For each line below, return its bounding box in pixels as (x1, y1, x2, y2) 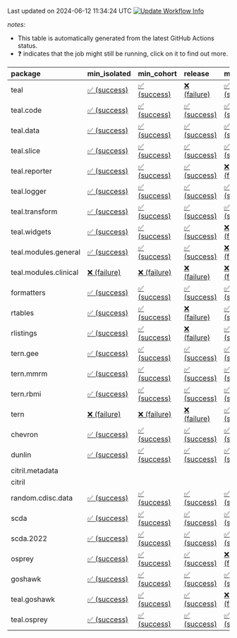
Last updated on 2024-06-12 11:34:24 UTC (7, 7, 132, 15)
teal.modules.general (11, 247, 81, 257)
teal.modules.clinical (11, 268, 79, 277)
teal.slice (11, 146, 41, 155)
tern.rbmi (11, 389, 42, 398)
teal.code (11, 106, 42, 115)
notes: (7, 20, 26, 28)
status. (17, 42, 37, 49)
